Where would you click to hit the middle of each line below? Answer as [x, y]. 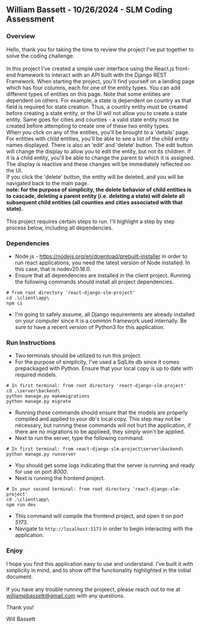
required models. [36, 375]
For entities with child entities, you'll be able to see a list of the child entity [97, 138]
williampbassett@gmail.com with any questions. [65, 595]
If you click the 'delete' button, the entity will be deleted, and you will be [95, 177]
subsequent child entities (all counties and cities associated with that [94, 202]
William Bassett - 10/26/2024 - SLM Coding [89, 10]
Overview [21, 37]
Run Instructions [31, 342]
